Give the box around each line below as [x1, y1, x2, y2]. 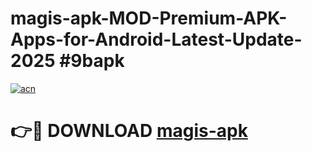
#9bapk [59, 50, 125, 72]
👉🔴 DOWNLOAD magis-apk [10, 120, 248, 142]
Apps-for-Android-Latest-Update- [10, 28, 303, 51]
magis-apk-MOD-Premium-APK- [10, 7, 288, 30]
